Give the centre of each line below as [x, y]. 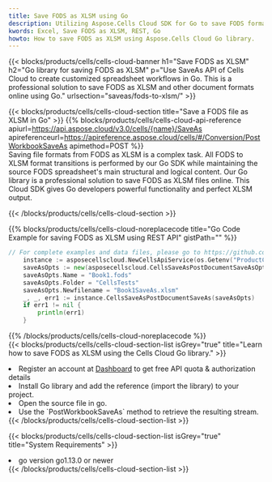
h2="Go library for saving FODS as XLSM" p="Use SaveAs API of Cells [126, 70]
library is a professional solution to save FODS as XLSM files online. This [129, 181]
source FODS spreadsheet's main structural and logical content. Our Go [128, 172]
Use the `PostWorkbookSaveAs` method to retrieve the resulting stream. [139, 412]
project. [21, 395]
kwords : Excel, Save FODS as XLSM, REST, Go [85, 31]
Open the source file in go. [63, 403]
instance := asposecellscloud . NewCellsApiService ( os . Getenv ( [128, 260]
